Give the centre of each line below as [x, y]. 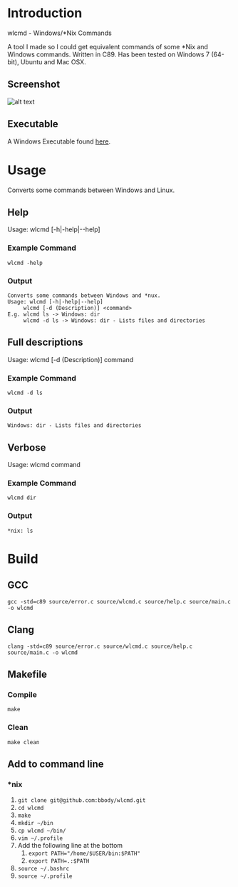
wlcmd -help [25, 263]
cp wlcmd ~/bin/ [42, 831]
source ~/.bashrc [43, 869]
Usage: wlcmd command [44, 465]
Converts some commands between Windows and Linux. [91, 190]
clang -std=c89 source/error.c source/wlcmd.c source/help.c [100, 646]
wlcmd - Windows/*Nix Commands [59, 33]
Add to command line [56, 764]
